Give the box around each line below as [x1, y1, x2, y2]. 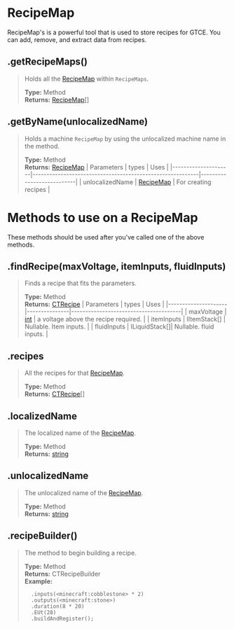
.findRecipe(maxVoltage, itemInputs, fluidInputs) [7, 261, 226, 272]
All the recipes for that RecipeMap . [24, 369, 125, 378]
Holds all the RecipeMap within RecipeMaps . [24, 74, 149, 83]
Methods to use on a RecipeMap [7, 209, 198, 226]
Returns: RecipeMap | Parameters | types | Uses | [24, 163, 170, 171]
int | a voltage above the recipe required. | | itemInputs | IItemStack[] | [24, 315, 226, 324]
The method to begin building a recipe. [24, 548, 137, 557]
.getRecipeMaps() [7, 56, 88, 68]
